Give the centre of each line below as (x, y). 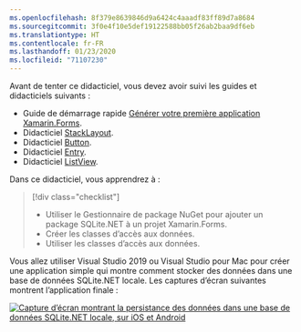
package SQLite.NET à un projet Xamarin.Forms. (136, 224)
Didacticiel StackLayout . (68, 132)
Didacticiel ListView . (60, 161)
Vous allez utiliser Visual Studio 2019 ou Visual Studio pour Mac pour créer (150, 261)
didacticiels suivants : (50, 96)
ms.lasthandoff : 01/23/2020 (63, 52)
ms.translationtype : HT (55, 35)
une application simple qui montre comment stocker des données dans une (151, 271)
